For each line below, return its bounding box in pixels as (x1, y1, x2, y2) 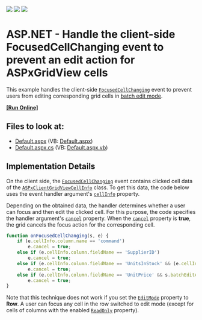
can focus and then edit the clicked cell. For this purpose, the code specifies (6, 208, 196, 215)
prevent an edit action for (6, 53, 135, 67)
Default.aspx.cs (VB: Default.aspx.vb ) (14, 143, 108, 151)
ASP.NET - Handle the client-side (6, 28, 176, 42)
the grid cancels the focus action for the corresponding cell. (6, 221, 155, 228)
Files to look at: (6, 121, 64, 132)
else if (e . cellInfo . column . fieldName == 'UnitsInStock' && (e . (17, 260, 182, 266)
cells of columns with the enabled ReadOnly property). (6, 307, 139, 314)
